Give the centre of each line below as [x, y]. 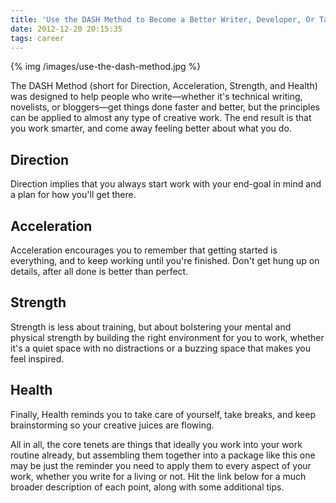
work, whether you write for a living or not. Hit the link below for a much [158, 476]
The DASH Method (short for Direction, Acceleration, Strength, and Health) [164, 86]
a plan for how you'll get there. [73, 195]
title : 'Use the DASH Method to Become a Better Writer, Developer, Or [162, 19]
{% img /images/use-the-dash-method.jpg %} [106, 67]
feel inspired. [37, 358]
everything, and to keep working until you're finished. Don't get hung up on [165, 260]
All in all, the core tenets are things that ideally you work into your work [156, 444]
